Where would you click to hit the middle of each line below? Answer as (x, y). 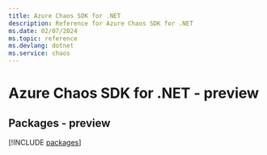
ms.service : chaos (39, 53)
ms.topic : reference (43, 38)
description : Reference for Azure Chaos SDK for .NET (101, 23)
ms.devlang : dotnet (41, 46)
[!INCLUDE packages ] (45, 142)
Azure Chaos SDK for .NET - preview (134, 93)
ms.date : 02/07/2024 (43, 31)
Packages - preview (59, 123)
